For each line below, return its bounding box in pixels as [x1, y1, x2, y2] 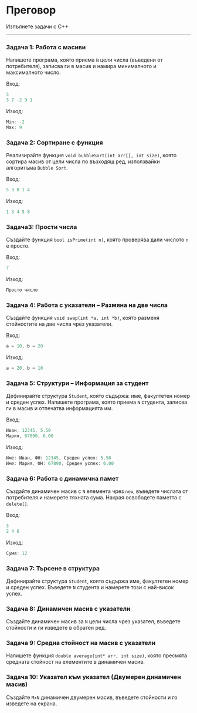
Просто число [6, 287, 38, 293]
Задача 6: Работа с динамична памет [6, 474, 119, 482]
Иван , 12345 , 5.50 [6, 428, 51, 434]
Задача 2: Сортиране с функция [6, 138, 103, 147]
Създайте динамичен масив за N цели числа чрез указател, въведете [6, 618, 181, 625]
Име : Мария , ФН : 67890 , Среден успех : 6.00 [6, 460, 114, 467]
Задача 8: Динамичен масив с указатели [6, 604, 131, 613]
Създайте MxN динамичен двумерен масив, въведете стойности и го [6, 694, 178, 701]
